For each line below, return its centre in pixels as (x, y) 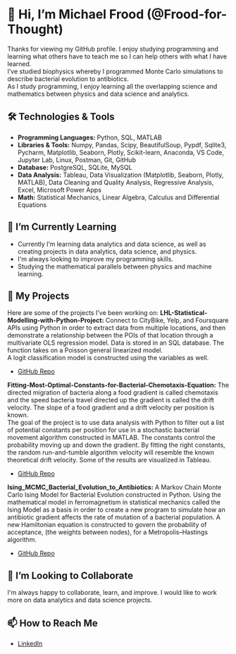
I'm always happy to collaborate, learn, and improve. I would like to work (112, 593)
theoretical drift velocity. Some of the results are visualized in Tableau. (109, 460)
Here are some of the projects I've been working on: (83, 313)
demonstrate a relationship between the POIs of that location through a (110, 335)
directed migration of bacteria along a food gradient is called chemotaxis (113, 393)
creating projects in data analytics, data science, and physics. (107, 251)
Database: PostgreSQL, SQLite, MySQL (75, 167)
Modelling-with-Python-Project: (56, 321)
